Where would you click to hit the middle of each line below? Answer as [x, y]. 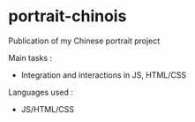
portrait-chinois [67, 16]
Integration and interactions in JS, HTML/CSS [104, 75]
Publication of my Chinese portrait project [84, 41]
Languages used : [41, 92]
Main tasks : [30, 57]
